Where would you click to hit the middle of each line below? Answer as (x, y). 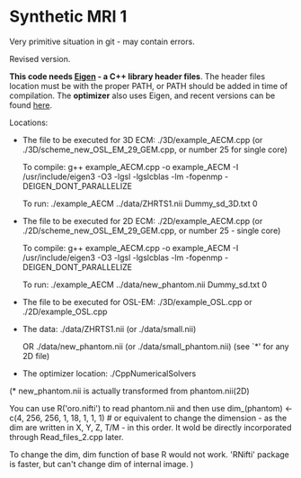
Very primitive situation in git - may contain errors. (102, 41)
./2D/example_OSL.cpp (65, 311)
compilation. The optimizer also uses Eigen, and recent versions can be (142, 95)
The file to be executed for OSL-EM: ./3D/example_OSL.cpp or (137, 302)
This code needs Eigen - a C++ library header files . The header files (137, 76)
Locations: (29, 122)
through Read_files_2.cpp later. (66, 437)
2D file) (36, 356)
